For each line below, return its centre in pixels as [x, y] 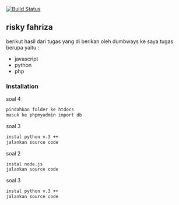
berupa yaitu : [23, 47]
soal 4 [14, 99]
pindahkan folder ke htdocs [40, 110]
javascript [26, 59]
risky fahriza [29, 27]
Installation [22, 86]
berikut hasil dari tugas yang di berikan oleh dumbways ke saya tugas [90, 41]
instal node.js [24, 164]
